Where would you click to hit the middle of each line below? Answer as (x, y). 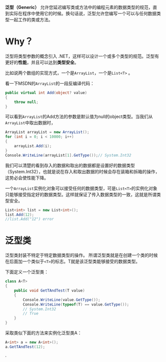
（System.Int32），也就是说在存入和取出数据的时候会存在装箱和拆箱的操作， (82, 171)
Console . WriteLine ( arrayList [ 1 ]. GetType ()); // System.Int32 (68, 155)
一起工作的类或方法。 (31, 20)
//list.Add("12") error (30, 219)
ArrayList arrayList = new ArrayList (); (47, 132)
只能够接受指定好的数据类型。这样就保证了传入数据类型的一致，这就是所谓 (81, 194)
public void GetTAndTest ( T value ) (49, 291)
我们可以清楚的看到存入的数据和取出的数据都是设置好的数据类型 (70, 165)
